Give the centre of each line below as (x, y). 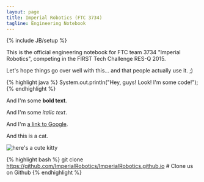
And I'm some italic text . (37, 113)
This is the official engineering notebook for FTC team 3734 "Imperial (94, 52)
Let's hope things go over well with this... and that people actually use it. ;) (100, 71)
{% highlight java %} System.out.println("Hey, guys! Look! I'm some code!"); (102, 82)
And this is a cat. (27, 136)
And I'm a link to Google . (37, 124)
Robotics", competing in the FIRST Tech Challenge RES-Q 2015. (86, 59)
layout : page (23, 12)
